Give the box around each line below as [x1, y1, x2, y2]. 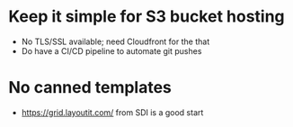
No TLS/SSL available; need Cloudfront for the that [21, 36, 210, 47]
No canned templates [8, 77, 173, 98]
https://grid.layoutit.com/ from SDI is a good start [21, 106, 204, 118]
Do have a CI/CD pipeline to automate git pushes [21, 45, 202, 56]
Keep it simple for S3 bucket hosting [8, 6, 285, 27]
